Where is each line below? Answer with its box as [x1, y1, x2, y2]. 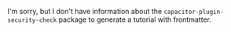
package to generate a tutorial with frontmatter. [58, 15, 211, 24]
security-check [7, 16, 57, 24]
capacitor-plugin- [163, 8, 225, 16]
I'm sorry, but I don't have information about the [7, 7, 163, 16]
